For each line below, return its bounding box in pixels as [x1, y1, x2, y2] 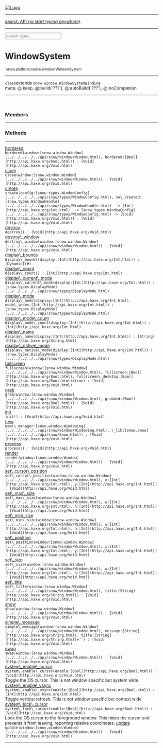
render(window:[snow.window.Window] [5, 455, 79, 460]
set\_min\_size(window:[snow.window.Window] [5, 517, 97, 522]
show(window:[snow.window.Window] [5, 606, 75, 611]
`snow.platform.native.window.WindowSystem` [5, 67, 83, 71]
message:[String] [105, 628, 140, 633]
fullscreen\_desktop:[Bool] [77, 374, 133, 379]
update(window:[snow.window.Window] [5, 725, 79, 730]
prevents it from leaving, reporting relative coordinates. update [5, 720, 130, 726]
